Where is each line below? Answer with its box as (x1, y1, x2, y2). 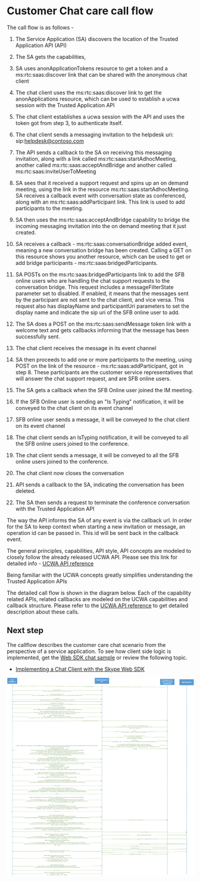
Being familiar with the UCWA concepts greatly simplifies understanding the (7, 571, 193, 578)
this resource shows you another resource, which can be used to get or (15, 253, 191, 260)
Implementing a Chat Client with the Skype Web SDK (15, 665, 145, 673)
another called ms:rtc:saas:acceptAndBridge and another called (15, 161, 172, 168)
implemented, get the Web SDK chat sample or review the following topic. (7, 653, 187, 661)
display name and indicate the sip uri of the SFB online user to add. (15, 308, 180, 316)
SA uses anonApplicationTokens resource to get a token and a (15, 64, 168, 72)
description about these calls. (7, 608, 80, 615)
